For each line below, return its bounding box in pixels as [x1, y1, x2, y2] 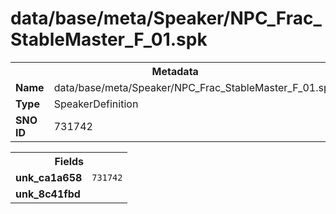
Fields [54, 154, 85, 168]
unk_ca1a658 [15, 170, 83, 184]
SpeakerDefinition [53, 97, 139, 111]
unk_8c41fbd [15, 187, 81, 201]
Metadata [151, 64, 199, 78]
